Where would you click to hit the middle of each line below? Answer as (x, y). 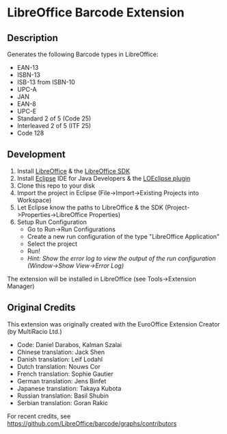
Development (37, 154)
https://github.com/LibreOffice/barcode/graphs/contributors (92, 423)
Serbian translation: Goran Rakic (62, 403)
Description (32, 38)
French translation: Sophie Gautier (65, 374)
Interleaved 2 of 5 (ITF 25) (54, 126)
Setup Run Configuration (52, 222)
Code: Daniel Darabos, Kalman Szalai (69, 344)
